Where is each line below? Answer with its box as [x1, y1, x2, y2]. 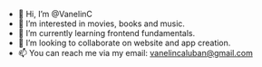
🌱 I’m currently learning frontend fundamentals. [17, 28, 196, 38]
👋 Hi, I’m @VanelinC [17, 9, 93, 19]
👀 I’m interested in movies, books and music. [17, 18, 186, 29]
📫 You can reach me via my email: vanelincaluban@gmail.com [17, 48, 254, 58]
